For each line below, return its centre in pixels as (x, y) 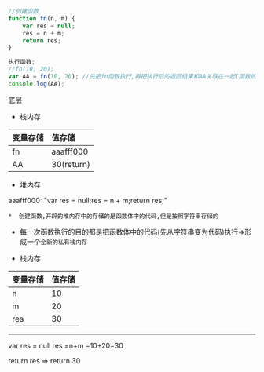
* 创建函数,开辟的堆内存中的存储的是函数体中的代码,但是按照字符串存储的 (114, 216)
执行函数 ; (22, 62)
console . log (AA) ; (37, 84)
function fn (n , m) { (42, 18)
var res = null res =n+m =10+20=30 (66, 345)
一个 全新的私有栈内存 (57, 241)
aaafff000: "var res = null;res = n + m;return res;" (88, 200)
